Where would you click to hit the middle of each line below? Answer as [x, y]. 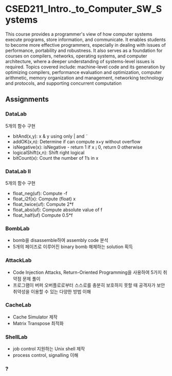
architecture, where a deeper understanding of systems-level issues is [80, 61]
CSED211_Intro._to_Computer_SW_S [84, 9]
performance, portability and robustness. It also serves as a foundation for [84, 50]
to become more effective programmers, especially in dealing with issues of [85, 45]
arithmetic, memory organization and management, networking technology [84, 78]
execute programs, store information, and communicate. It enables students [85, 40]
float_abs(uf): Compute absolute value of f [58, 210]
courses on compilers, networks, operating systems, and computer [76, 56]
